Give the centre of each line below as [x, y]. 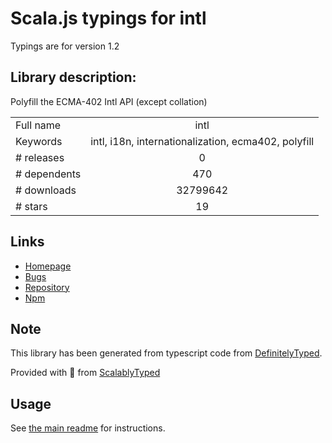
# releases [40, 157]
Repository [47, 287]
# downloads [46, 190]
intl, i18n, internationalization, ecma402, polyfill [202, 141]
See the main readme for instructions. [88, 428]
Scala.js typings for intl [108, 18]
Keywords [39, 141]
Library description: [73, 77]
